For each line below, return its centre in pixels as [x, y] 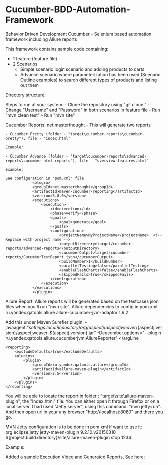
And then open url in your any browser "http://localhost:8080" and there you [84, 412]
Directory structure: [26, 95]
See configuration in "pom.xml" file [45, 178]
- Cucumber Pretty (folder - [36, 134]
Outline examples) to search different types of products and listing [89, 80]
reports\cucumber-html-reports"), [41, 161]
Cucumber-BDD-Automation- [68, 9]
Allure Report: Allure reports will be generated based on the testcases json [82, 301]
